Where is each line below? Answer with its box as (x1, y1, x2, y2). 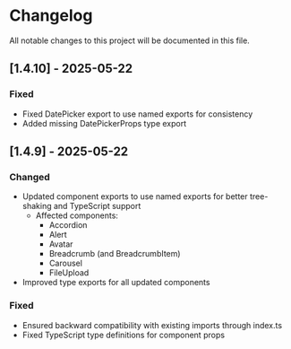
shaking (21, 201, 52, 212)
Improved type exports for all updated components (21, 277, 210, 288)
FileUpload (48, 267, 90, 278)
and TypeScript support (53, 201, 141, 212)
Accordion (48, 220, 88, 231)
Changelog (9, 5, 93, 26)
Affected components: (35, 210, 119, 221)
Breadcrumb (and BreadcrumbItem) (48, 249, 181, 259)
